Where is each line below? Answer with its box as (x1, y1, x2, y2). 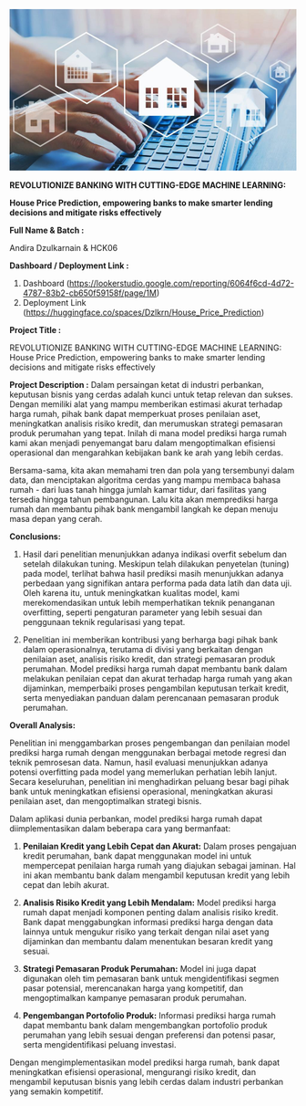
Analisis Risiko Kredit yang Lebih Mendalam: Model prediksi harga (22, 897, 277, 908)
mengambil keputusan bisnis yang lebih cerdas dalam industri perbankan (9, 1077, 284, 1088)
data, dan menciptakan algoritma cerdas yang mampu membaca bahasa (9, 475, 280, 485)
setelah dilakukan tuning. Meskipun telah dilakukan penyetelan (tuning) (22, 558, 290, 569)
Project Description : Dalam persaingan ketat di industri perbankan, (9, 380, 264, 391)
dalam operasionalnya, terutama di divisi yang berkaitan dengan (22, 644, 263, 655)
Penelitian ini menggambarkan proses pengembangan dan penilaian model (9, 737, 291, 748)
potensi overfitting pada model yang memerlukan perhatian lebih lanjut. (9, 767, 278, 777)
